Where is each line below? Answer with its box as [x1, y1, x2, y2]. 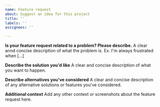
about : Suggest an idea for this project [5, 12, 90, 16]
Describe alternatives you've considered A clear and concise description [5, 77, 154, 83]
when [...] [5, 53, 24, 59]
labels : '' [5, 20, 27, 26]
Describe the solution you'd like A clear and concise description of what [5, 62, 151, 68]
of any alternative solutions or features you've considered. [5, 82, 122, 88]
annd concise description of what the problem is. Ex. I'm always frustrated [5, 48, 154, 54]
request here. [5, 96, 32, 102]
